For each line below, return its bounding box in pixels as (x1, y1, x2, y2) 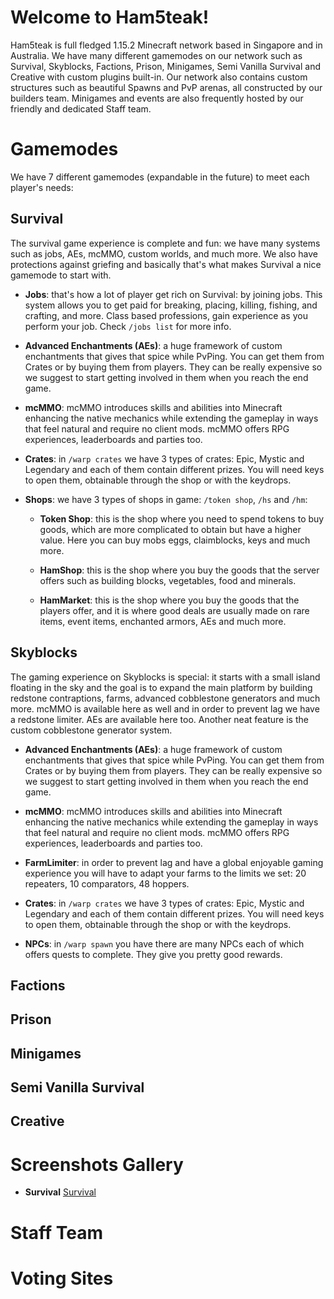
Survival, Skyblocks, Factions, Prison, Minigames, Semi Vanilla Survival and (10, 60, 322, 72)
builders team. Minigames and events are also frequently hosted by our (10, 92, 304, 104)
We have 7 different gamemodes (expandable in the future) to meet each (10, 171, 310, 183)
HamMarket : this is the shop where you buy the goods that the (39, 594, 300, 606)
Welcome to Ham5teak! (10, 6, 210, 29)
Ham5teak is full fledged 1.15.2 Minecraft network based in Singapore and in (10, 39, 323, 51)
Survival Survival (24, 1186, 97, 1198)
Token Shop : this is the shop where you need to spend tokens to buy (39, 512, 325, 525)
